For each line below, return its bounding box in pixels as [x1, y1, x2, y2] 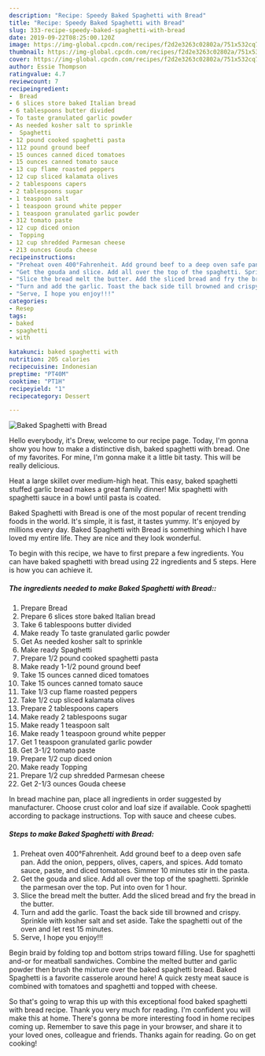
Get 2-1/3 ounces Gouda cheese [20, 779, 127, 789]
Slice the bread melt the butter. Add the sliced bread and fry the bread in [20, 891, 256, 901]
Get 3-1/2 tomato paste [20, 746, 96, 755]
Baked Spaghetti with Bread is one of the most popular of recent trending [9, 508, 246, 518]
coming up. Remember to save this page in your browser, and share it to [9, 1022, 242, 1032]
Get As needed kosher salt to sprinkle [20, 637, 142, 646]
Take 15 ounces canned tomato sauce [20, 679, 144, 688]
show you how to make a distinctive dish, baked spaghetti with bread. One [9, 444, 250, 454]
